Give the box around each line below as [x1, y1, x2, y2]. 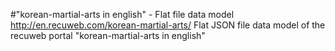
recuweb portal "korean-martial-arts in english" [10, 30, 206, 41]
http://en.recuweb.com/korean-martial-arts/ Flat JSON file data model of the [10, 19, 326, 31]
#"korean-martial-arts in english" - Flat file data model [10, 9, 235, 20]
